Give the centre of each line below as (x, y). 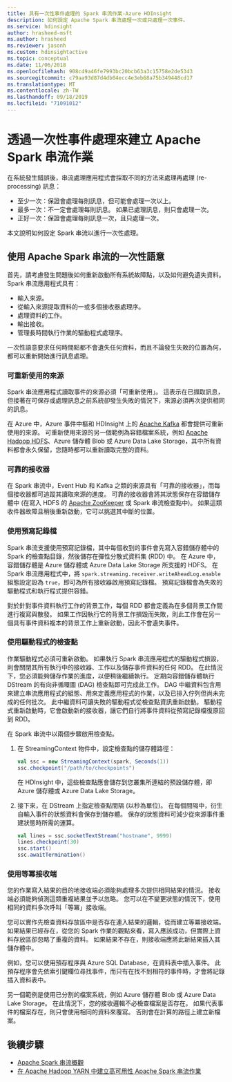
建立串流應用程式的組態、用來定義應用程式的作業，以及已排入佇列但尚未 (116, 693)
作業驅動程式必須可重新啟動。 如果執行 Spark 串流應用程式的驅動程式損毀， (115, 658)
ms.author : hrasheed (37, 39)
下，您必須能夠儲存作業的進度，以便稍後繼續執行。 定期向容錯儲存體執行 (111, 676)
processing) (24, 186)
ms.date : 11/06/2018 (37, 65)
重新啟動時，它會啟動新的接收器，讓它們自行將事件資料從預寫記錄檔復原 (116, 710)
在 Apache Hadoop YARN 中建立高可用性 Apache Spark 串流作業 (109, 1071)
